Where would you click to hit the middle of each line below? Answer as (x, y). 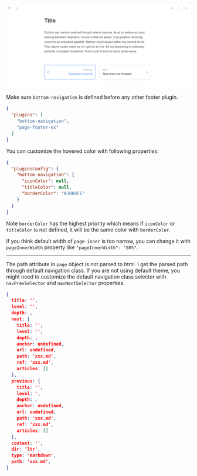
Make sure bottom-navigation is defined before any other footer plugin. (92, 97)
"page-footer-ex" (38, 128)
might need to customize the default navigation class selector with (86, 276)
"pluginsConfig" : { (35, 169)
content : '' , (27, 443)
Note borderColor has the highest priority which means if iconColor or (91, 223)
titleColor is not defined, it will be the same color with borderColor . (89, 229)
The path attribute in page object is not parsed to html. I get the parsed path (97, 264)
